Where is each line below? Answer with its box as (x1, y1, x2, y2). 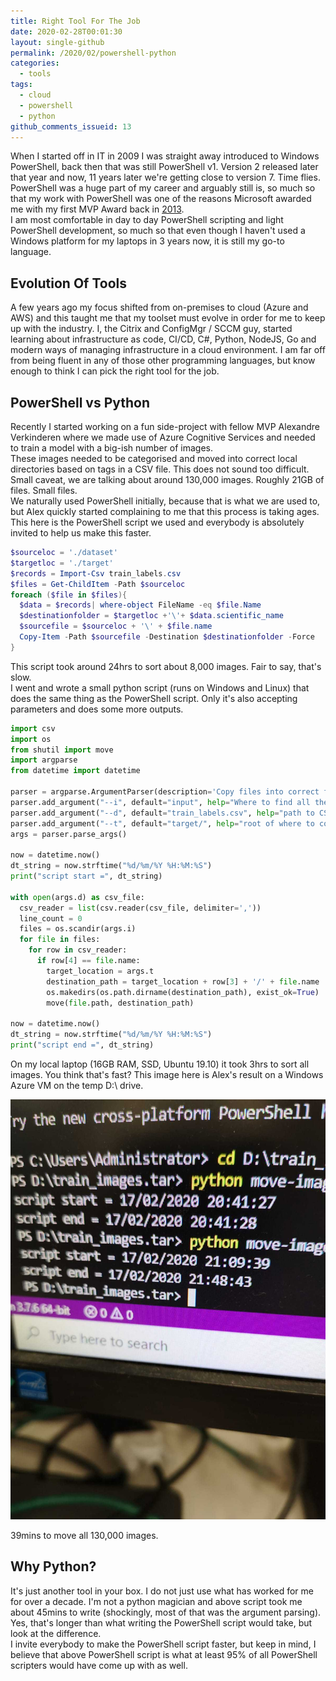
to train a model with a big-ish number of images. (10, 442, 213, 454)
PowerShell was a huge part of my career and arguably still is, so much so (10, 182, 316, 194)
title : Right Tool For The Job (10, 16, 141, 26)
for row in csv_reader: (28, 945, 128, 955)
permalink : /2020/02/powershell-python (10, 48, 177, 58)
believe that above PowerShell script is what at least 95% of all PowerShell (10, 1648, 318, 1660)
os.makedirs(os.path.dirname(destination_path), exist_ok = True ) (46, 987, 320, 997)
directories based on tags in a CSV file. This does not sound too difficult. (10, 463, 310, 475)
